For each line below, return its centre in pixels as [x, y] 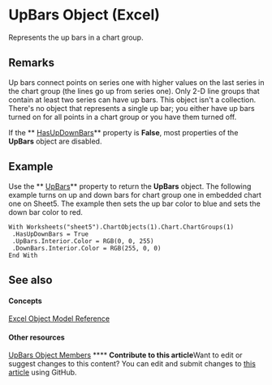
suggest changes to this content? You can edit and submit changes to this [132, 364]
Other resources [37, 337]
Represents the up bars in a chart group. [76, 37]
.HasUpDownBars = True [50, 234]
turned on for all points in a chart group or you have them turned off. [123, 117]
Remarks [32, 63]
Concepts [25, 301]
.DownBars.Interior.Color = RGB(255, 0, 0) [86, 248]
